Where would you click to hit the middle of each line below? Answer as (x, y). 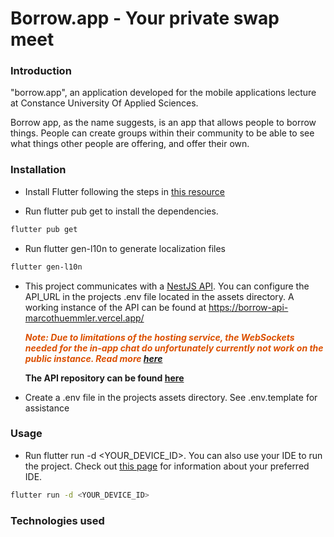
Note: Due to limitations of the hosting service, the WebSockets (159, 337)
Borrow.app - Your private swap (145, 18)
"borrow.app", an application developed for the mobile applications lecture (163, 93)
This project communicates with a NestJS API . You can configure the (167, 286)
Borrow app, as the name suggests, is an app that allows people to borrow (163, 123)
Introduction (41, 71)
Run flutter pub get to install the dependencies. (121, 211)
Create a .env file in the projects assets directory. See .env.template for (171, 397)
